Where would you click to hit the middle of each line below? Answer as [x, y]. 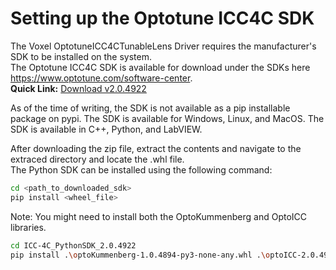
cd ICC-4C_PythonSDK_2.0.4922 [73, 245]
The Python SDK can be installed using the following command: [141, 169]
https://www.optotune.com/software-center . [101, 78]
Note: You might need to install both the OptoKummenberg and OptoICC [159, 216]
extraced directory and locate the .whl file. [97, 159]
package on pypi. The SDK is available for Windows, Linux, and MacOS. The [167, 118]
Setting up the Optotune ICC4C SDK [162, 18]
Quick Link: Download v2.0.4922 [78, 88]
